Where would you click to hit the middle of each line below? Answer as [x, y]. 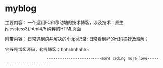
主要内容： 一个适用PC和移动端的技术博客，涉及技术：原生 [64, 22]
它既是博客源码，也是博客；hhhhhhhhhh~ [47, 49]
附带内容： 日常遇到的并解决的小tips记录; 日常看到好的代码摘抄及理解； [77, 39]
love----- [149, 58]
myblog [21, 8]
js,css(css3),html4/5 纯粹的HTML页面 [43, 28]
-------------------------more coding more [92, 58]
